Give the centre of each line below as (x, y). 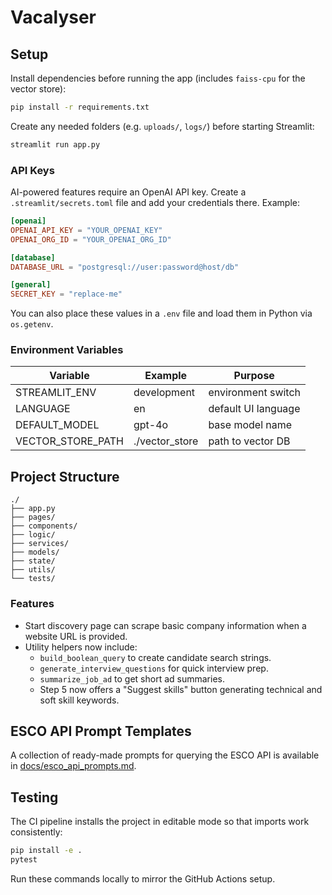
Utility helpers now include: (81, 647)
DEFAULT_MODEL (57, 425)
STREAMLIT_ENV (56, 393)
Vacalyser (53, 17)
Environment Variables (67, 350)
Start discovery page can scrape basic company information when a (165, 625)
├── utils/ (33, 570)
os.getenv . (32, 324)
